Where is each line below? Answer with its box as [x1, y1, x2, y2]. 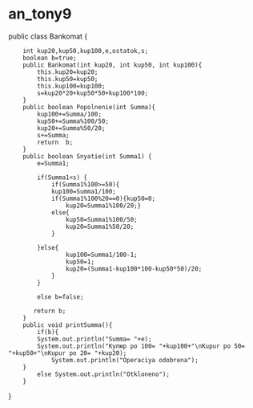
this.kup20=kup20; [37, 67, 98, 76]
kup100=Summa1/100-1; [65, 251, 138, 259]
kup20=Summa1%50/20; [65, 222, 135, 231]
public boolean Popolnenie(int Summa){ [22, 103, 156, 111]
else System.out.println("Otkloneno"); [37, 370, 171, 378]
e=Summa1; [37, 159, 70, 167]
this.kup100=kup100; [37, 82, 106, 90]
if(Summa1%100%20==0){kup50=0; [50, 194, 156, 202]
